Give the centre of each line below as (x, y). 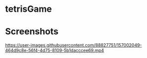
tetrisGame (29, 9)
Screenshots (32, 32)
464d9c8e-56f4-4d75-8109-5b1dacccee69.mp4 (55, 51)
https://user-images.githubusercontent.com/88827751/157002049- (73, 45)
